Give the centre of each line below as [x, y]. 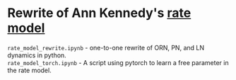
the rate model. [29, 70]
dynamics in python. [37, 55]
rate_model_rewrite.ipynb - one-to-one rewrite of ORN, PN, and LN [106, 47]
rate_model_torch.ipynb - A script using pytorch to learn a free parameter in [118, 62]
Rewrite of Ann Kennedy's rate [99, 13]
